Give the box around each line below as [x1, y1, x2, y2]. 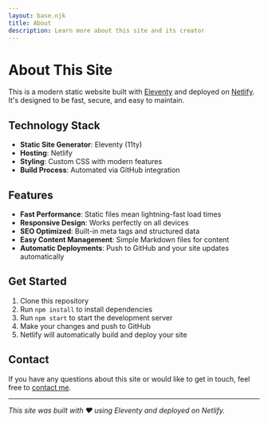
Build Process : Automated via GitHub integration [19, 165, 181, 175]
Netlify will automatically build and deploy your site [19, 330, 187, 339]
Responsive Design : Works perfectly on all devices [19, 217, 189, 227]
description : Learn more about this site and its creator [8, 26, 205, 34]
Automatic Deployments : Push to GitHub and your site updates [19, 243, 230, 253]
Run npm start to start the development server [19, 312, 173, 323]
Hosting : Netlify [19, 148, 73, 158]
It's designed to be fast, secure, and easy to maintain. [8, 96, 185, 105]
